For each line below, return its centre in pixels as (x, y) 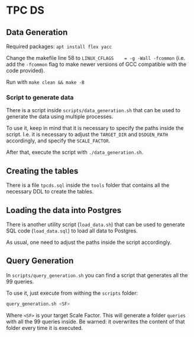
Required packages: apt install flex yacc (59, 46)
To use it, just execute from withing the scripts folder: (72, 293)
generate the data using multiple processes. (60, 117)
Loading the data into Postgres (64, 210)
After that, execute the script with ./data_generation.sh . (75, 152)
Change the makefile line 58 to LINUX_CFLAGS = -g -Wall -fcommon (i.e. (96, 58)
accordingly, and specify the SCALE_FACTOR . (58, 141)
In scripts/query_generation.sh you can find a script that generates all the (97, 275)
